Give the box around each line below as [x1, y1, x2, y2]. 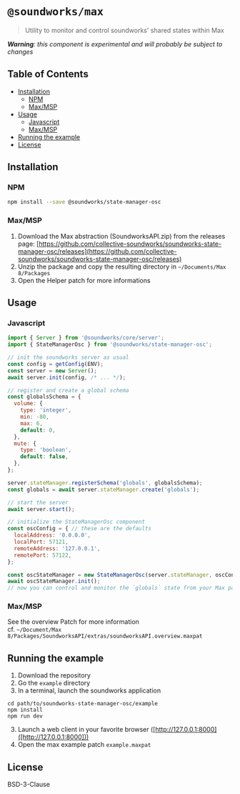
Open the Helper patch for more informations [17, 276, 151, 284]
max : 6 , [20, 420, 43, 427]
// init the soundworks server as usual [7, 354, 130, 362]
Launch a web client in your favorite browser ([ [17, 725, 156, 734]
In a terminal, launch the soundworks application [17, 686, 161, 695]
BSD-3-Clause [7, 780, 50, 789]
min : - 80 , [20, 413, 50, 421]
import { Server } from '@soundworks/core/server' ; [7, 334, 164, 342]
